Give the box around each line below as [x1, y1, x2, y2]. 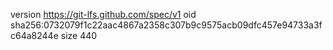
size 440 [60, 30, 98, 41]
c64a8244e [10, 30, 59, 41]
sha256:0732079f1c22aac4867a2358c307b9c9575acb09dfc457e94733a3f [10, 19, 323, 31]
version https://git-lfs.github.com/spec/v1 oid [10, 9, 197, 20]
